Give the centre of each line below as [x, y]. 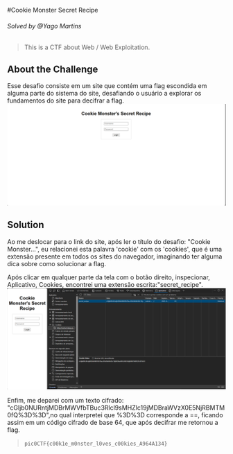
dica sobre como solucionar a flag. [57, 263]
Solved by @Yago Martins [44, 26]
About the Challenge [53, 69]
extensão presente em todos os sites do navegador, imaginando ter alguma [115, 256]
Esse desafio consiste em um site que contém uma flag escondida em [107, 86]
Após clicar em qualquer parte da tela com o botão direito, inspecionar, [109, 277]
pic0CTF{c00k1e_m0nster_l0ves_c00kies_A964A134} [96, 444]
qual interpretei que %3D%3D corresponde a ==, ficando [141, 414]
